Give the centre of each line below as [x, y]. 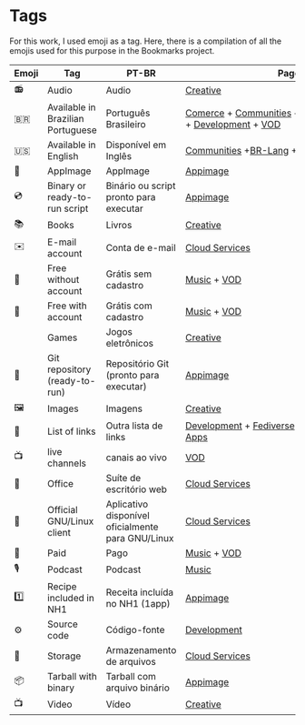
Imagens [124, 408]
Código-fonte [135, 629]
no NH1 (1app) [138, 603]
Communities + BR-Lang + [241, 150]
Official [63, 509]
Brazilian [65, 118]
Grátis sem [129, 274]
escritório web [137, 489]
